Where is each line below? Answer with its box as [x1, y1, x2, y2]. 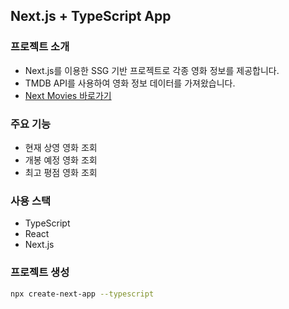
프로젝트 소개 [10, 40, 70, 54]
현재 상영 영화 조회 [24, 141, 98, 153]
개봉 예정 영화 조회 [24, 154, 98, 166]
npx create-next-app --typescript [10, 289, 155, 299]
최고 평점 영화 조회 [24, 166, 98, 178]
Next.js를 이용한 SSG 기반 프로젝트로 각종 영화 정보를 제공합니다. [24, 64, 280, 76]
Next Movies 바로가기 [24, 89, 112, 101]
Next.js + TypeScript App [10, 8, 172, 25]
